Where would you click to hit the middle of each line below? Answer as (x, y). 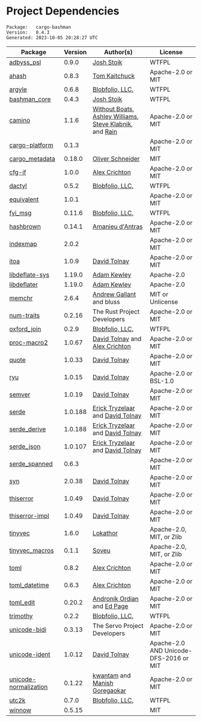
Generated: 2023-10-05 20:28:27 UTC (52, 37)
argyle (18, 89)
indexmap (23, 243)
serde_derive (28, 429)
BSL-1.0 (162, 381)
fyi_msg (20, 213)
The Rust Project (116, 312)
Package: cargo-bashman (38, 27)
